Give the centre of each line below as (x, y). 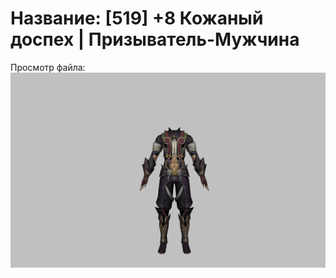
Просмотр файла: (48, 67)
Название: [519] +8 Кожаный (137, 18)
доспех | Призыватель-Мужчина (155, 39)
